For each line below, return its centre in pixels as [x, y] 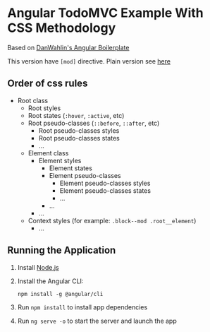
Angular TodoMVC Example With [105, 13]
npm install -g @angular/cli [60, 294]
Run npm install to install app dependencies [82, 307]
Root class [32, 100]
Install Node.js [38, 267]
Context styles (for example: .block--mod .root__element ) [112, 220]
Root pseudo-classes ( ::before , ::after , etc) [94, 123]
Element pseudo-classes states [105, 190]
